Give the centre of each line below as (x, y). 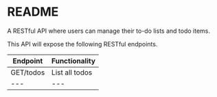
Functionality (73, 61)
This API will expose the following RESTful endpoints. (82, 44)
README (33, 12)
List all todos (72, 72)
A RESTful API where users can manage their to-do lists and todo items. (109, 31)
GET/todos (28, 72)
